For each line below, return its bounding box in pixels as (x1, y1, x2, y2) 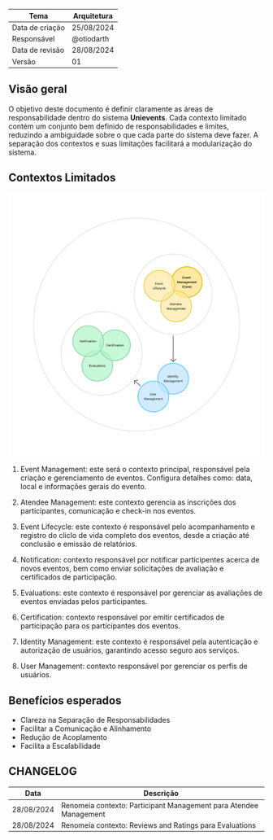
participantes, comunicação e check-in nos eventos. (19, 506, 197, 516)
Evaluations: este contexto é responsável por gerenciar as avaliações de (19, 588, 262, 598)
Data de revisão (11, 46, 65, 55)
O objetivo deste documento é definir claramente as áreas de (8, 103, 214, 114)
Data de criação (11, 22, 65, 33)
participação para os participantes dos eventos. (19, 621, 181, 631)
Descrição (143, 789, 179, 798)
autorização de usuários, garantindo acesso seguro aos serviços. (19, 645, 240, 655)
